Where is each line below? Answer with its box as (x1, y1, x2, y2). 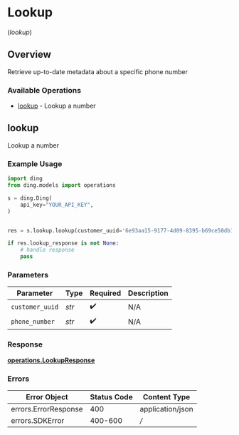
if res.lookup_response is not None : (7, 240, 119, 247)
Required (90, 288, 122, 298)
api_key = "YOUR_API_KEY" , (20, 201, 94, 208)
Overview (7, 48, 52, 61)
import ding (7, 175, 43, 183)
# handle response (20, 247, 75, 254)
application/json (139, 404, 193, 414)
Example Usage (7, 158, 63, 168)
